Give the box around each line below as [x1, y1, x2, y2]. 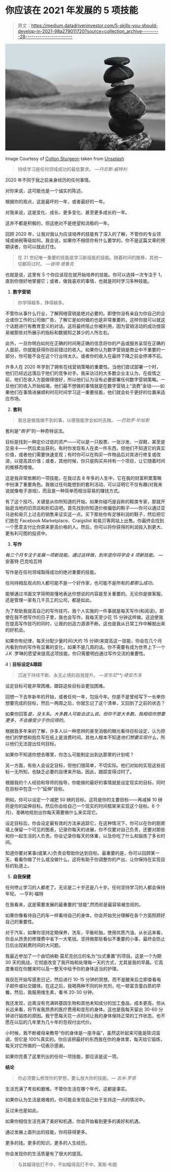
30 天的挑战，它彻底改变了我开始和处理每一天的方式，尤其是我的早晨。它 [5, 959, 159, 965]
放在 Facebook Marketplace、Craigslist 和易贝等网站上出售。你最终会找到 [9, 517, 164, 524]
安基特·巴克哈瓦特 [5, 558, 43, 564]
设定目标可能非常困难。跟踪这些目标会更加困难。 [5, 682, 108, 689]
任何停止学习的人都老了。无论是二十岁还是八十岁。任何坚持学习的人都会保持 [5, 884, 165, 890]
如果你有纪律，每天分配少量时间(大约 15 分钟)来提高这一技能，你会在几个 [5, 638, 158, 644]
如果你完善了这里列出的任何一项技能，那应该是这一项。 [5, 1053, 121, 1059]
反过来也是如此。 [5, 1107, 41, 1114]
